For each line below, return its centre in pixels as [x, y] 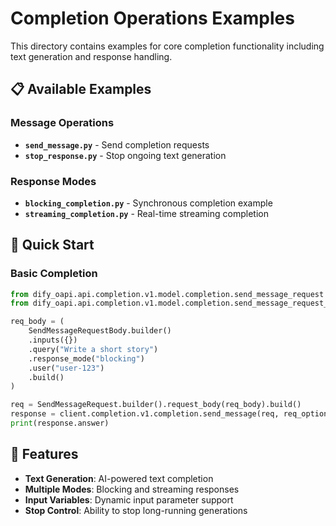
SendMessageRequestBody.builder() [100, 331]
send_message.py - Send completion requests [117, 144]
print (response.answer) [60, 423]
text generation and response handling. [91, 56]
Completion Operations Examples [152, 18]
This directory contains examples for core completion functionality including [167, 46]
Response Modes [53, 181]
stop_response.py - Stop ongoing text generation [125, 155]
